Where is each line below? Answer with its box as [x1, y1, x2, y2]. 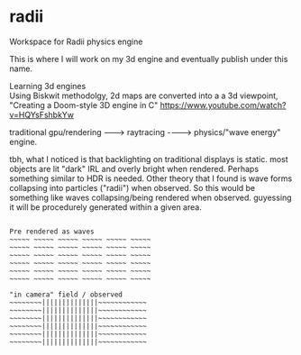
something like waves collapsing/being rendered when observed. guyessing [9, 192, 292, 203]
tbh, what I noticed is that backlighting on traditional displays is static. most [9, 153, 288, 164]
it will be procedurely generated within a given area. [9, 201, 203, 213]
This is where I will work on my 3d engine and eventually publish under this [9, 53, 288, 64]
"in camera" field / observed [9, 290, 123, 299]
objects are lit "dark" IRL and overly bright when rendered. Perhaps [9, 163, 260, 174]
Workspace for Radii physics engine [9, 36, 143, 47]
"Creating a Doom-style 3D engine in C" [9, 99, 159, 110]
